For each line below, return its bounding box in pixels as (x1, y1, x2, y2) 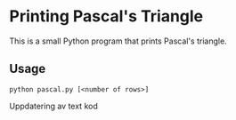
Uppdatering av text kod (9, 100, 98, 111)
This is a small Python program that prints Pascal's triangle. (9, 36, 227, 46)
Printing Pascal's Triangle (9, 6, 204, 27)
